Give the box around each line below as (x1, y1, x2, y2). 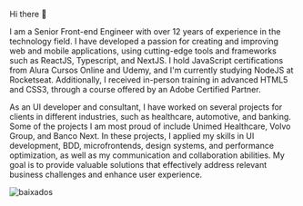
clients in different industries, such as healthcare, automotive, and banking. (9, 112, 291, 122)
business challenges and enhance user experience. (9, 169, 203, 180)
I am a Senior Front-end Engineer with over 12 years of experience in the (9, 26, 281, 36)
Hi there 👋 (9, 9, 47, 19)
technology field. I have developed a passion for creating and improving (9, 36, 279, 46)
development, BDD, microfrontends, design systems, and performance (9, 141, 275, 151)
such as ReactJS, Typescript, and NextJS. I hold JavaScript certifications (9, 55, 284, 65)
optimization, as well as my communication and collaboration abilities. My (9, 150, 285, 161)
